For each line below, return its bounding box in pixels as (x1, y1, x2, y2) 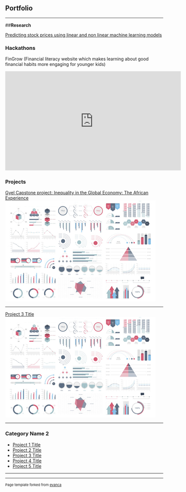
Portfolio (5, 4, 33, 13)
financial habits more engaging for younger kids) (5, 61, 106, 67)
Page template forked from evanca (5, 482, 62, 487)
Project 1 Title (12, 442, 41, 448)
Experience (5, 195, 29, 201)
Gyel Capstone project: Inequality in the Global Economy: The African (5, 190, 149, 196)
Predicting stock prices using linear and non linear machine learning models (5, 32, 162, 38)
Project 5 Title (12, 463, 42, 469)
